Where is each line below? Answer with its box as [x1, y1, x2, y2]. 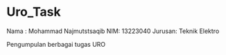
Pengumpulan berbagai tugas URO [6, 40, 106, 48]
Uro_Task [6, 4, 61, 20]
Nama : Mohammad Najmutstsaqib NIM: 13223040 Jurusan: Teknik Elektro [6, 27, 220, 35]
